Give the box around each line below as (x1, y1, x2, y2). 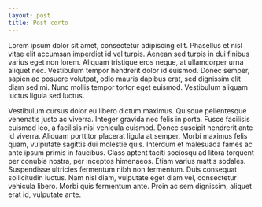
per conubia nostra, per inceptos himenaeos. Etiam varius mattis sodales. (8, 156, 246, 165)
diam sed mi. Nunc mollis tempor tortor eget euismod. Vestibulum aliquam (8, 82, 248, 91)
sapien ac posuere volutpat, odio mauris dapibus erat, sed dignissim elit (8, 74, 242, 83)
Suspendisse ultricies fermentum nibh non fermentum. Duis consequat (8, 164, 238, 174)
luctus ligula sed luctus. (8, 91, 85, 100)
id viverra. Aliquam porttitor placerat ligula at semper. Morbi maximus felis (8, 131, 248, 140)
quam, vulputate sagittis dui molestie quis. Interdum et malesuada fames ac (8, 139, 253, 149)
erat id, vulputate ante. (8, 190, 81, 199)
